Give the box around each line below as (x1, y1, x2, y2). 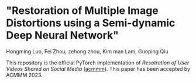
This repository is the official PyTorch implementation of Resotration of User (6, 59, 190, 66)
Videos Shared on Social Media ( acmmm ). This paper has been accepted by (6, 65, 191, 72)
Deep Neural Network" (6, 29, 119, 42)
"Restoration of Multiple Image (6, 4, 159, 17)
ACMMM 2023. (6, 71, 43, 78)
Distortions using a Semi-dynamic (6, 16, 176, 30)
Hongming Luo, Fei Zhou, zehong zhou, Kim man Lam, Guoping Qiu (6, 48, 169, 55)
